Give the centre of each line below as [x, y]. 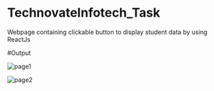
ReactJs [19, 39]
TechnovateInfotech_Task [84, 13]
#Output [19, 53]
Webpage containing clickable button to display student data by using [107, 32]
